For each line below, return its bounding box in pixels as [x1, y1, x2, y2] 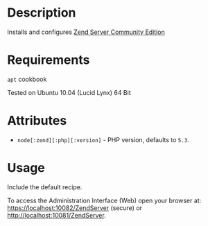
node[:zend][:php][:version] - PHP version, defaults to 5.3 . [17, 135, 189, 144]
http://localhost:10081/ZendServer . [7, 211, 106, 219]
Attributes [7, 113, 67, 129]
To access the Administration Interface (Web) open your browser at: [7, 196, 202, 205]
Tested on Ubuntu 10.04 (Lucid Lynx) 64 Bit [7, 88, 131, 96]
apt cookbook [7, 75, 47, 83]
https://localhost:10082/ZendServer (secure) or [7, 203, 143, 212]
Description [7, 5, 76, 21]
